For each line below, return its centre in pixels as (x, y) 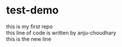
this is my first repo (29, 26)
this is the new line (29, 39)
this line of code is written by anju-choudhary (61, 32)
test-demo (32, 10)
